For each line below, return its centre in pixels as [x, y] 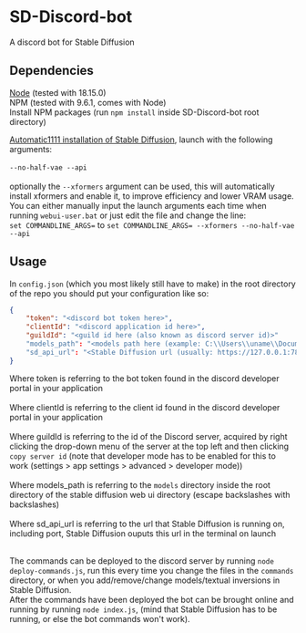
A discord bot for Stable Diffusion [72, 42]
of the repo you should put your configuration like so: [109, 293]
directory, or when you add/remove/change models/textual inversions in [145, 580]
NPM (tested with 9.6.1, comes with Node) [88, 102]
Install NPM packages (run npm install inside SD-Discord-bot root [134, 112]
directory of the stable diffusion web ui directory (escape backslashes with [150, 494]
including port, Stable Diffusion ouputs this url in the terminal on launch [143, 533]
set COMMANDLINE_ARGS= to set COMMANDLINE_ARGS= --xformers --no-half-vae [152, 224]
